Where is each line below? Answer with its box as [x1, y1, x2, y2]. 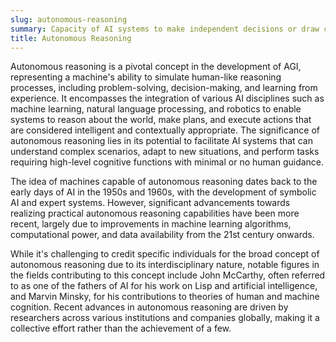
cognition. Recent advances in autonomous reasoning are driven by [10, 301, 289, 313]
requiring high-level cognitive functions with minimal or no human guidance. [10, 156, 325, 168]
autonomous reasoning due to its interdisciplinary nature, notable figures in [10, 259, 320, 271]
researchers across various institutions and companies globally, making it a [10, 312, 320, 324]
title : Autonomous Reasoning [10, 33, 132, 43]
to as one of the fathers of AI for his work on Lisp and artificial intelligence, [10, 280, 318, 292]
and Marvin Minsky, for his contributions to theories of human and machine [10, 291, 320, 303]
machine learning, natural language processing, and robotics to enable [10, 103, 302, 115]
